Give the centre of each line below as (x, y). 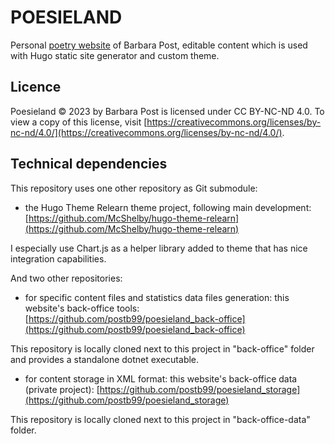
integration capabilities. (58, 258)
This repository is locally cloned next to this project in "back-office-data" (160, 419)
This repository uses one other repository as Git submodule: (134, 188)
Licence (36, 87)
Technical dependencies (89, 164)
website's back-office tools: (82, 308)
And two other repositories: (66, 278)
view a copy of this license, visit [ (79, 122)
